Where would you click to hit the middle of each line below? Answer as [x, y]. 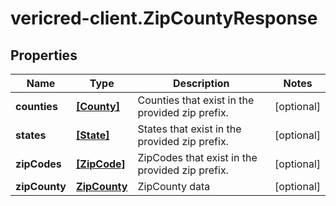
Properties [44, 55]
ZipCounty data [174, 186]
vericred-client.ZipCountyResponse [164, 18]
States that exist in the [189, 129]
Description [201, 83]
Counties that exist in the [196, 100]
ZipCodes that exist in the [197, 157]
